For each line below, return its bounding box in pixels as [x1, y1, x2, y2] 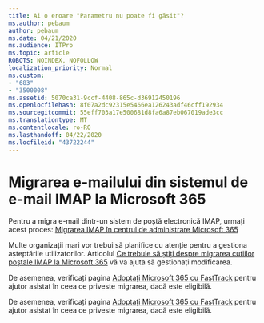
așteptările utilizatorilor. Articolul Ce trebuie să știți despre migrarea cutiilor [8, 249, 255, 259]
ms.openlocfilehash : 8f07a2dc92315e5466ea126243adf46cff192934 [8, 101, 224, 109]
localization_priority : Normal [8, 64, 113, 72]
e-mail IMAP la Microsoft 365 [8, 190, 206, 208]
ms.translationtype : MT [8, 116, 88, 124]
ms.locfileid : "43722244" [8, 138, 94, 147]
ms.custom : [8, 71, 45, 79]
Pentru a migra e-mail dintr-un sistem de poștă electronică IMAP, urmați [8, 216, 246, 226]
